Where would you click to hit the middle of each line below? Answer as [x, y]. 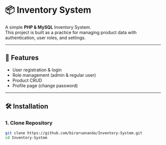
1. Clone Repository [29, 123]
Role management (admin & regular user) [54, 75]
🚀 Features [22, 58]
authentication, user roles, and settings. [45, 38]
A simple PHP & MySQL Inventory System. [48, 27]
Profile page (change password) [45, 86]
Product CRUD [27, 80]
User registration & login [37, 70]
